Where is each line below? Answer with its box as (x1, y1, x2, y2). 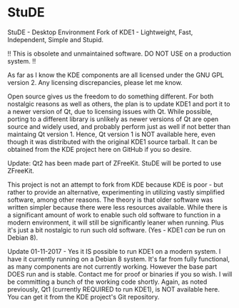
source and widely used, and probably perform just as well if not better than (7, 122, 230, 130)
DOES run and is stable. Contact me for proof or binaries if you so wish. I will (7, 269, 233, 278)
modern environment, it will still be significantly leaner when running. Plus (7, 218, 225, 227)
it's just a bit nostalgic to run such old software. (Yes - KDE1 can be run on (7, 225, 226, 234)
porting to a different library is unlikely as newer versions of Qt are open (7, 115, 219, 123)
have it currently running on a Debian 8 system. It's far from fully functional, (7, 255, 230, 263)
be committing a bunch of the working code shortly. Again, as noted (7, 277, 208, 286)
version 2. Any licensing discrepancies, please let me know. (7, 78, 183, 86)
